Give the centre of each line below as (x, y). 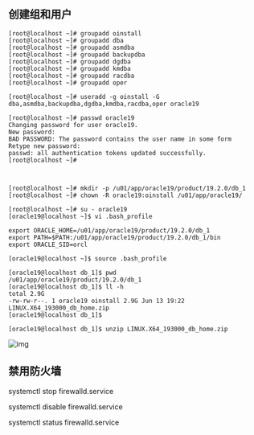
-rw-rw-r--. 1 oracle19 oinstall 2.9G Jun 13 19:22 (96, 301)
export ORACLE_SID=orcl (48, 244)
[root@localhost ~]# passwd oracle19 (72, 118)
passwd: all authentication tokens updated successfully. (107, 153)
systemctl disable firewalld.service (66, 406)
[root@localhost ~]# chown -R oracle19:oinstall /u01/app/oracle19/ (125, 195)
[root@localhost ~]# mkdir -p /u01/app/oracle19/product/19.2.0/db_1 (127, 188)
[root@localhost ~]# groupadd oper (68, 83)
